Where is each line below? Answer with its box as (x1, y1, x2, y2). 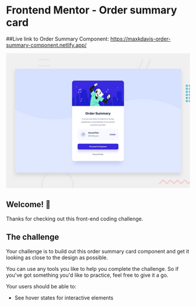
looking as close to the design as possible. (6, 254, 108, 261)
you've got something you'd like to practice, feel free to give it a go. (6, 271, 169, 279)
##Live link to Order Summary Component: (6, 35, 109, 42)
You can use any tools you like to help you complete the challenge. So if (6, 265, 179, 272)
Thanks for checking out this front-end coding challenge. (6, 215, 143, 222)
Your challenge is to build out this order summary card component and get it (6, 247, 190, 255)
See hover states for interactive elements (14, 294, 114, 301)
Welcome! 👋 (6, 200, 51, 209)
